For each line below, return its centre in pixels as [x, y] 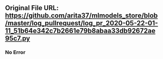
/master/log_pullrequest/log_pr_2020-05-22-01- [81, 23]
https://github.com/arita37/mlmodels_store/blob [81, 16]
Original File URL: [32, 8]
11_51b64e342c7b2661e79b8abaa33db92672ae [80, 31]
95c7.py [18, 39]
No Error [15, 52]
